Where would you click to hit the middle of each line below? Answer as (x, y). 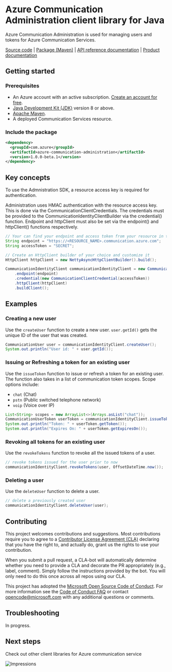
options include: (22, 384)
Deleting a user (25, 480)
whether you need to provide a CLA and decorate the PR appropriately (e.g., (86, 565)
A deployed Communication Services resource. (62, 119)
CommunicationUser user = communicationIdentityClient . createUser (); (81, 344)
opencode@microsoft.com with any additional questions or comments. (80, 597)
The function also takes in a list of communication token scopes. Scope (81, 379)
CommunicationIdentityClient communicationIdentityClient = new (75, 269)
